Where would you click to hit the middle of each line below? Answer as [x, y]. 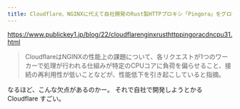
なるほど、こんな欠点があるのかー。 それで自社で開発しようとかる [105, 89]
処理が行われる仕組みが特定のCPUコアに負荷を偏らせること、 [134, 66]
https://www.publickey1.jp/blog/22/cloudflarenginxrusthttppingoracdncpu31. [120, 34]
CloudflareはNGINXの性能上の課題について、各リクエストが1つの [120, 56]
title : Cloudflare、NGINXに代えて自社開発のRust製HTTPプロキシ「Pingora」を [114, 14]
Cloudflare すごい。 [36, 98]
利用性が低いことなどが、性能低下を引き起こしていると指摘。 [134, 74]
